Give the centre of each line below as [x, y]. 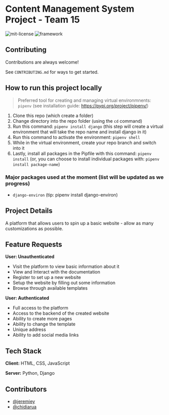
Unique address [29, 329]
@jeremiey [24, 402]
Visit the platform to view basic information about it [66, 267]
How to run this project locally [54, 88]
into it [19, 148]
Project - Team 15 [43, 20]
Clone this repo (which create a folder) [53, 116]
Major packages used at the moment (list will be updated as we [84, 177]
